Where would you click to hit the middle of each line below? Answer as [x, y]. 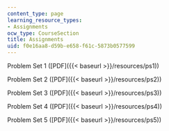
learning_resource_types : [45, 20]
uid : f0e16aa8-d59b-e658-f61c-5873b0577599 [71, 46]
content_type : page [35, 14]
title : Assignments [35, 40]
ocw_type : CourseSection [43, 33]
